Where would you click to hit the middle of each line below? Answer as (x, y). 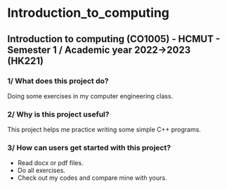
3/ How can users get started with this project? (89, 148)
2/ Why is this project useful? (58, 114)
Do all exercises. (41, 171)
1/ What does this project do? (58, 81)
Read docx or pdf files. (50, 163)
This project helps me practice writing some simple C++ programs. (104, 130)
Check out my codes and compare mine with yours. (92, 178)
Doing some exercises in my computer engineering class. (90, 96)
